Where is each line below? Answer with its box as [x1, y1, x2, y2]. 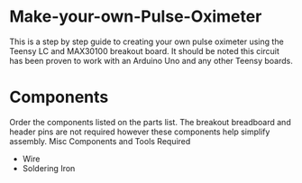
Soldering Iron [22, 162, 76, 173]
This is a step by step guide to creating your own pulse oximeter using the [9, 36, 284, 47]
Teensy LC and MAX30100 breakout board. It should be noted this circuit [9, 45, 279, 56]
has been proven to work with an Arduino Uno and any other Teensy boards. [9, 55, 293, 66]
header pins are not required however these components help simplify [9, 126, 270, 137]
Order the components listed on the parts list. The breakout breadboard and [9, 116, 291, 127]
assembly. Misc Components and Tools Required [9, 135, 191, 146]
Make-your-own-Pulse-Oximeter [9, 6, 262, 27]
